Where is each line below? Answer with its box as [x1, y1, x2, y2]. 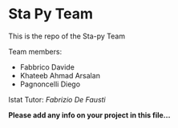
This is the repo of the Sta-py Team [8, 31, 126, 41]
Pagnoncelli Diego [19, 79, 81, 89]
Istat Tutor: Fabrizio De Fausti [8, 94, 106, 104]
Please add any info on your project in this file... [8, 110, 171, 120]
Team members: [8, 46, 63, 56]
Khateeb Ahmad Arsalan [19, 70, 100, 80]
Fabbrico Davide [19, 62, 75, 72]
